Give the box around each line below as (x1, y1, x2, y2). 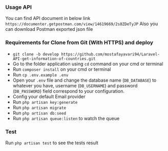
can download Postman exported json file (5, 26, 93, 32)
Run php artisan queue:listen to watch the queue (12, 115, 120, 121)
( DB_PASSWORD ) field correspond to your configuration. (12, 88, 124, 94)
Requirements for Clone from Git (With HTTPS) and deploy (5, 39, 154, 46)
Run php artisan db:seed (12, 109, 67, 116)
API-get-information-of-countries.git (12, 56, 96, 61)
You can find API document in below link (5, 15, 91, 22)
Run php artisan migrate (12, 104, 67, 110)
